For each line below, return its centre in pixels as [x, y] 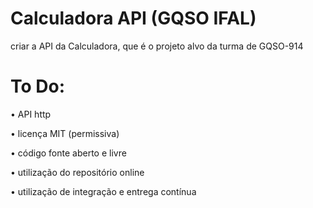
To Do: [38, 86]
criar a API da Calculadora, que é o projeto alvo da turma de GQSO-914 [157, 46]
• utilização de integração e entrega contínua [103, 191]
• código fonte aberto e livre [68, 153]
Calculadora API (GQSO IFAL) [133, 18]
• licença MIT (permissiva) [65, 133]
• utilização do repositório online [77, 172]
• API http [31, 114]
